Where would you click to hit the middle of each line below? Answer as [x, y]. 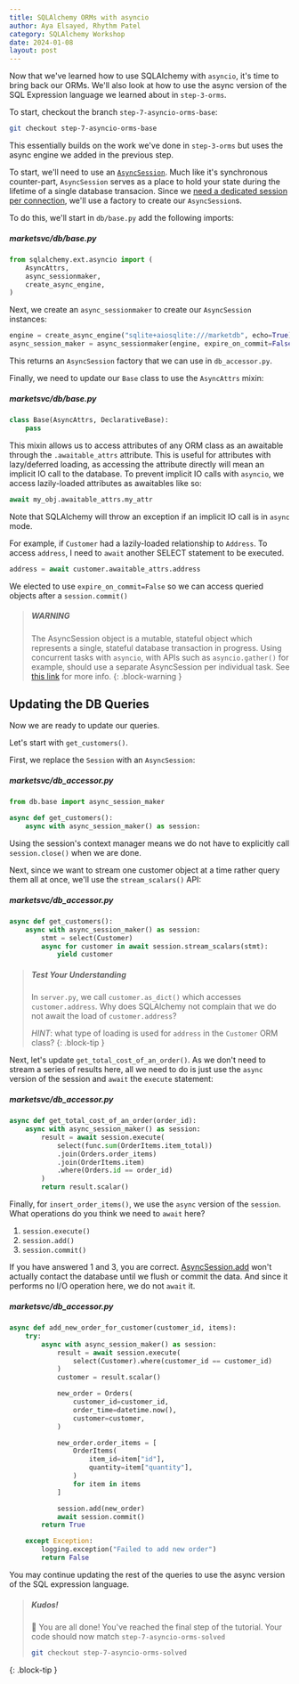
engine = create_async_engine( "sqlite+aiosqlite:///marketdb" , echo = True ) [151, 336]
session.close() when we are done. [76, 852]
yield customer [85, 955]
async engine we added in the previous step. [92, 155]
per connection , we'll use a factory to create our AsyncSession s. [125, 200]
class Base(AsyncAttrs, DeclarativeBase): [89, 420]
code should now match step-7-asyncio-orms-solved [128, 1636]
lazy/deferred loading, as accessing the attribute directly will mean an [137, 464]
